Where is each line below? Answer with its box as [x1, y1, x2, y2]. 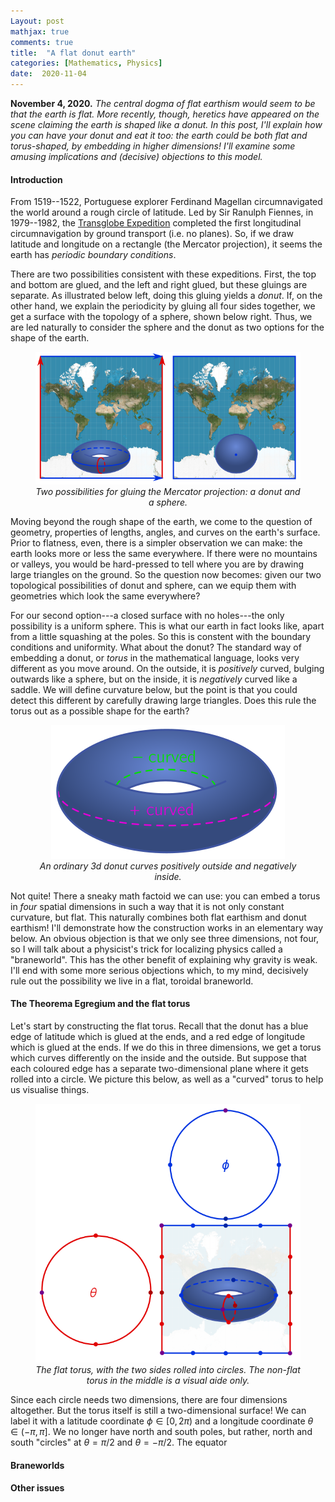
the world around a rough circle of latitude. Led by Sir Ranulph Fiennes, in [10, 206, 314, 219]
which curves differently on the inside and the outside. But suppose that [10, 1051, 307, 1064]
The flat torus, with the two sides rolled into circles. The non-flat [35, 1364, 301, 1376]
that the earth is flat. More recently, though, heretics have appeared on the [10, 108, 320, 120]
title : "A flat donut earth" [10, 48, 137, 58]
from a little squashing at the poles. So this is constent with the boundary [10, 630, 312, 642]
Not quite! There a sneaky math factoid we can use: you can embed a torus [10, 890, 321, 902]
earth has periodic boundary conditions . [10, 249, 177, 261]
